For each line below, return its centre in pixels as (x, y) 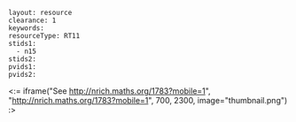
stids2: (23, 59)
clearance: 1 (32, 20)
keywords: (27, 28)
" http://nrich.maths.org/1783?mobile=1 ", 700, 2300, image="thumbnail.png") (148, 100)
